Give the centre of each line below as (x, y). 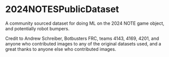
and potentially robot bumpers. (37, 28)
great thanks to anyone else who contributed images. (61, 49)
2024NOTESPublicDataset (62, 9)
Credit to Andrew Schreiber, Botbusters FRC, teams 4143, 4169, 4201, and (82, 38)
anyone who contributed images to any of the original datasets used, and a (83, 43)
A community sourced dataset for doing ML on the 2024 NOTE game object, (85, 23)
